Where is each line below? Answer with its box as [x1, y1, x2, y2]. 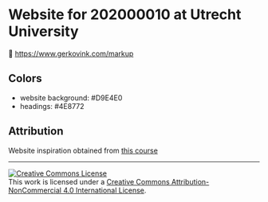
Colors [8, 72, 42, 85]
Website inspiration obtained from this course [8, 146, 158, 155]
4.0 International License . [63, 185, 147, 195]
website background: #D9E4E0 [19, 93, 123, 103]
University [8, 22, 79, 41]
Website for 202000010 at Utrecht [8, 6, 242, 24]
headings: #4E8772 [19, 101, 85, 111]
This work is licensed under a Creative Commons [8, 177, 170, 186]
